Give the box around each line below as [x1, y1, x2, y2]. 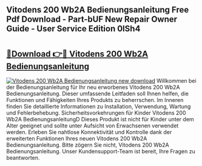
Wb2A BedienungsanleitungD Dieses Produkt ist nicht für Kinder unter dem [6, 116, 194, 123]
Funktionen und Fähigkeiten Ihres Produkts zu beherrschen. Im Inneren [6, 97, 184, 103]
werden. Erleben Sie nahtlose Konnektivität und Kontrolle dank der [6, 129, 172, 135]
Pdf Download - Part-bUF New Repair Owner [6, 14, 178, 25]
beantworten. [6, 154, 40, 161]
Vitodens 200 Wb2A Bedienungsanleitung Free [6, 5, 189, 15]
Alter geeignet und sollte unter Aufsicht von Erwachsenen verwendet [6, 122, 179, 129]
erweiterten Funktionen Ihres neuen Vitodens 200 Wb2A [6, 135, 147, 142]
